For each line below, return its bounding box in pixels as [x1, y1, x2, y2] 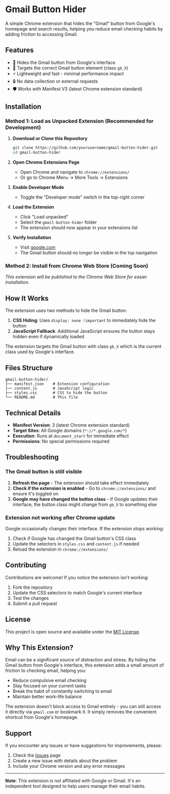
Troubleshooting [5, 453, 59, 462]
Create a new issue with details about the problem [12, 758, 117, 764]
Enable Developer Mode [12, 184, 64, 190]
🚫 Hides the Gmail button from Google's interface [12, 59, 115, 66]
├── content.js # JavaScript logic [5, 386, 94, 391]
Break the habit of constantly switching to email [12, 688, 112, 694]
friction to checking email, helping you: [5, 668, 87, 674]
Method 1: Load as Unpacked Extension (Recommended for [5, 118, 154, 125]
